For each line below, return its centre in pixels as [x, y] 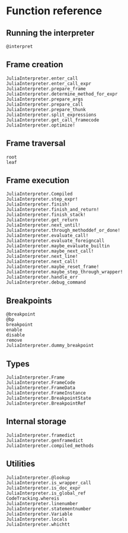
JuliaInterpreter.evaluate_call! [47, 236]
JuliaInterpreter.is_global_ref [46, 493]
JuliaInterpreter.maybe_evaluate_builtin [58, 246]
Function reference [54, 11]
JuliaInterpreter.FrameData [41, 388]
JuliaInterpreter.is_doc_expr [44, 488]
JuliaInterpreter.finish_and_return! [53, 210]
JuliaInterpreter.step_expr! [42, 199]
